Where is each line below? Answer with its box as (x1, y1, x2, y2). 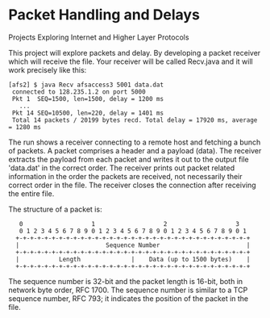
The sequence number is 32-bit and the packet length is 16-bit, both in (8, 276, 243, 286)
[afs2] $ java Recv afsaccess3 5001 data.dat (8, 81, 164, 89)
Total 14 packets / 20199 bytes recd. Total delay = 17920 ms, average (11, 115, 258, 124)
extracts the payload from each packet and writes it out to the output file (8, 154, 250, 164)
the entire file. (8, 188, 55, 199)
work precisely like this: (8, 65, 87, 74)
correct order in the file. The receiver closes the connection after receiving (8, 180, 256, 190)
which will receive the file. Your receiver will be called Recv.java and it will (8, 56, 253, 66)
